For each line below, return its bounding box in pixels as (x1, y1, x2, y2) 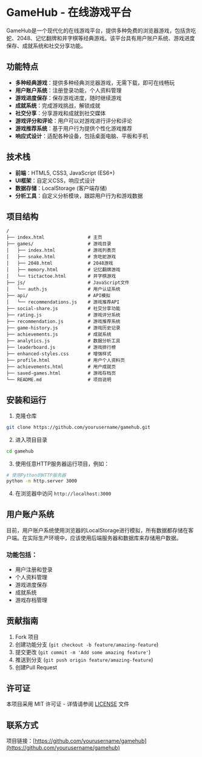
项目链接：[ (6, 738, 35, 745)
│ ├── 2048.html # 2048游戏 (6, 260, 113, 267)
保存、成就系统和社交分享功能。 (6, 42, 86, 49)
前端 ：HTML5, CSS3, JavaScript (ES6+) (15, 169, 115, 177)
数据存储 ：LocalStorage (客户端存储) (15, 184, 107, 192)
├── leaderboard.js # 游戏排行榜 (6, 345, 116, 351)
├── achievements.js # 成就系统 (6, 331, 112, 338)
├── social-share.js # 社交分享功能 (6, 306, 121, 312)
